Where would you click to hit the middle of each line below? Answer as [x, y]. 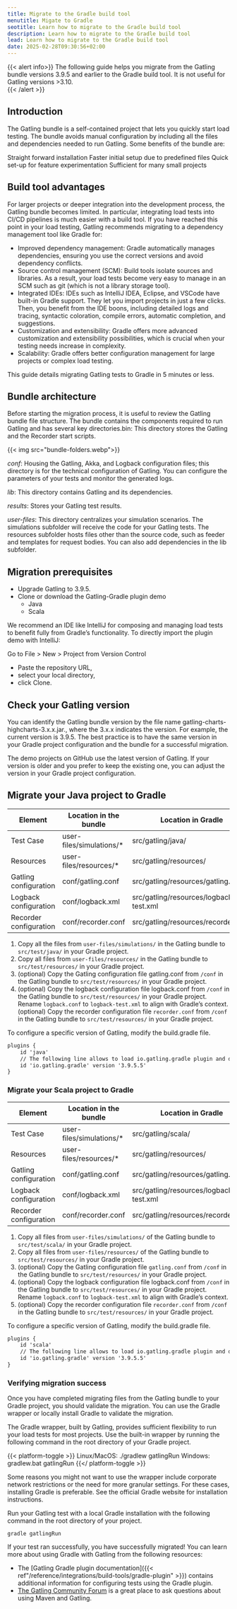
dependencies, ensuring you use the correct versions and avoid [110, 255]
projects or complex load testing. [65, 361]
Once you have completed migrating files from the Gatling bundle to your [114, 1398]
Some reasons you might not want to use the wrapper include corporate [112, 1477]
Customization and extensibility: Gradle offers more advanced [108, 330]
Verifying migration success [57, 1383]
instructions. [25, 1499]
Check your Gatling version [69, 705]
